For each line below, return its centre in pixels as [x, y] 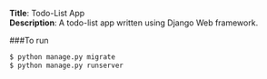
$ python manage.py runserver [67, 65]
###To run [29, 40]
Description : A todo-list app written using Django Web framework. [134, 23]
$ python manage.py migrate [63, 57]
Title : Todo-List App [47, 13]
